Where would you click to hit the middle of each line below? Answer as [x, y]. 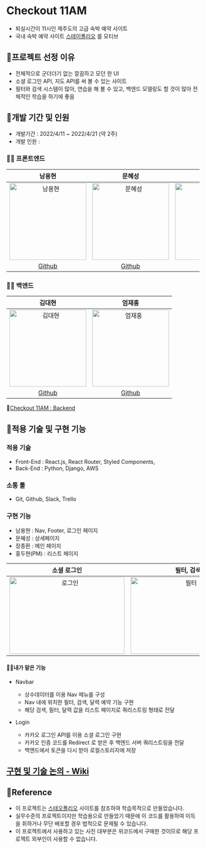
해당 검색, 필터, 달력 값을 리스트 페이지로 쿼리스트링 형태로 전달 [99, 710]
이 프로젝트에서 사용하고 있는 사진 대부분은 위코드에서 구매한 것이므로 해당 [104, 831]
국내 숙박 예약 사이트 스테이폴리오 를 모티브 [67, 36]
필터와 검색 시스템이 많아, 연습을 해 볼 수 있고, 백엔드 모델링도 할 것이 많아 [103, 88]
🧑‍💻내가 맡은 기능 [26, 668]
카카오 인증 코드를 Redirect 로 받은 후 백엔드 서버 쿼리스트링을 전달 [104, 742]
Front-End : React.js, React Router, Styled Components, [85, 461]
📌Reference [29, 792]
